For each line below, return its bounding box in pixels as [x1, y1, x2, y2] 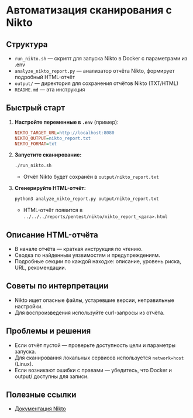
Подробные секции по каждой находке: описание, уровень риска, [14, 258, 181, 264]
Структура [6, 39, 48, 49]
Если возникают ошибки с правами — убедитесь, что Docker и [14, 366, 173, 373]
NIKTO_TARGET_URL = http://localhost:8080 [14, 130, 115, 135]
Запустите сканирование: [14, 151, 82, 158]
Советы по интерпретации [6, 281, 109, 291]
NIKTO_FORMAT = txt [14, 141, 57, 147]
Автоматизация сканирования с [6, 4, 173, 17]
